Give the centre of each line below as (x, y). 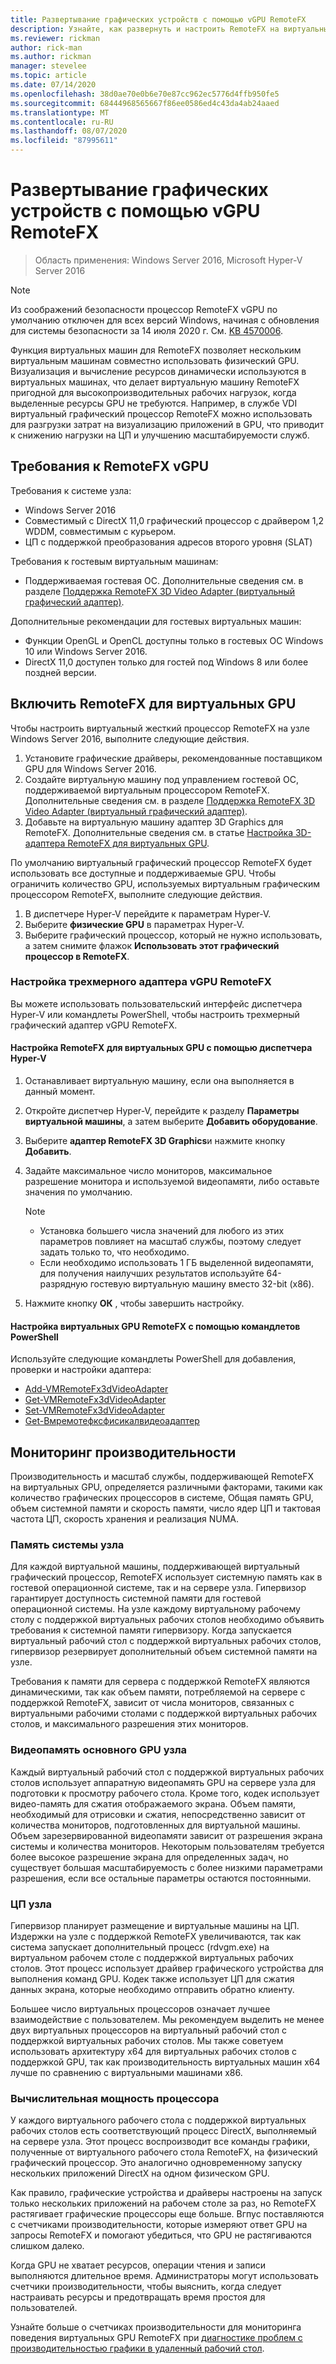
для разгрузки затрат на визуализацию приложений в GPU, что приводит (167, 424)
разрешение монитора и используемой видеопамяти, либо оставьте (172, 1182)
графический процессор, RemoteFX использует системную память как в (166, 1577)
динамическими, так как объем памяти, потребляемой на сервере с (158, 1692)
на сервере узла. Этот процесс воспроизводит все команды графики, (160, 2142)
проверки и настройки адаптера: (81, 1370)
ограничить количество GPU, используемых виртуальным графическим (165, 883)
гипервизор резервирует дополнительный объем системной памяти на (164, 1652)
